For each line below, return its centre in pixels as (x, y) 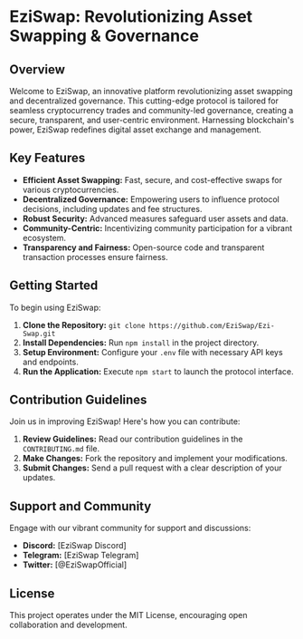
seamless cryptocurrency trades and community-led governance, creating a (151, 110)
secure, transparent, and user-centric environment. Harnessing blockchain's (152, 120)
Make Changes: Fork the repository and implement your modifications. (155, 459)
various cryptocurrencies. (71, 189)
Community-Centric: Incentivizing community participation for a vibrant (157, 228)
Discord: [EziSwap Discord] (74, 546)
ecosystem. (44, 237)
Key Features (47, 158)
